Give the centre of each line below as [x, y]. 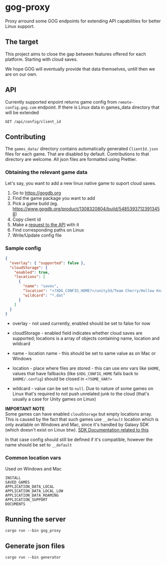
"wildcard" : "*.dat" [44, 295]
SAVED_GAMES [17, 482]
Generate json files [35, 546]
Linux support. [20, 26]
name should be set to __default [39, 445]
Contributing [25, 137]
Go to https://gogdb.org [37, 193]
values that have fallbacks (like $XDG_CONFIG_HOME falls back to [75, 374]
